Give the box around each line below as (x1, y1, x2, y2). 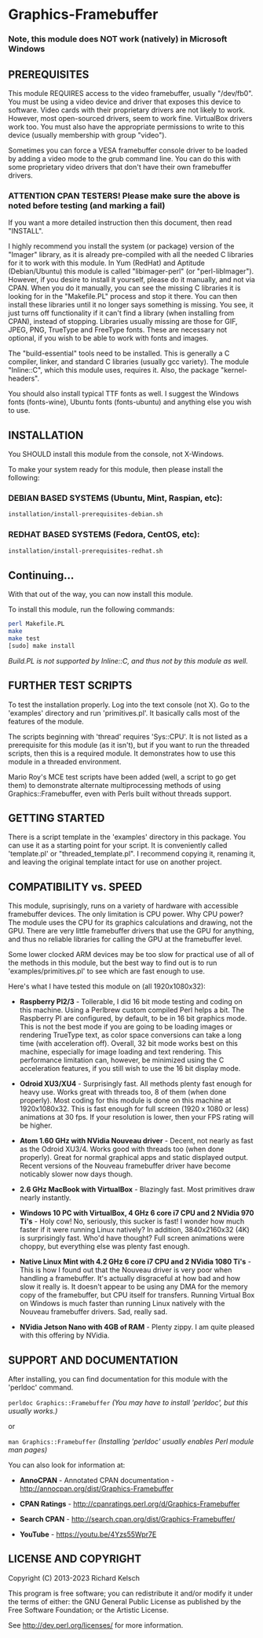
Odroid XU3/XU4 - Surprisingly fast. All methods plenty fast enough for (19, 1079, 253, 1088)
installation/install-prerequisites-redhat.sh (8, 547, 163, 555)
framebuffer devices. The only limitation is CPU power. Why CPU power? (8, 910, 243, 919)
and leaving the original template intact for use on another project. (8, 857, 222, 867)
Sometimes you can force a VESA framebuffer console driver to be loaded (8, 145, 248, 155)
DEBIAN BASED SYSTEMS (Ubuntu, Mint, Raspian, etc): (8, 492, 223, 503)
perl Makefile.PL (8, 620, 65, 628)
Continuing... (8, 569, 75, 582)
